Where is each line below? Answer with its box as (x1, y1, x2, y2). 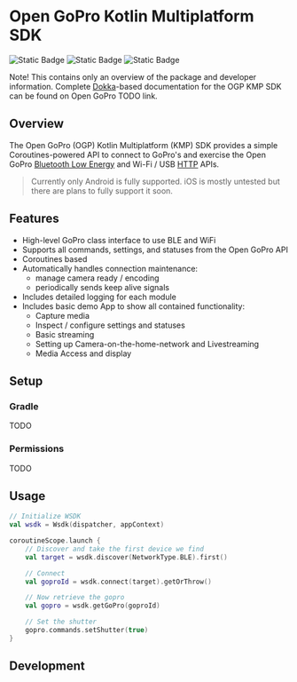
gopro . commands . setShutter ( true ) (25, 626, 149, 635)
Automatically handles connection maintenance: (21, 263, 198, 274)
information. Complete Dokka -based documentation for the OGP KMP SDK (9, 81, 282, 91)
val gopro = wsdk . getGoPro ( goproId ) (25, 601, 161, 610)
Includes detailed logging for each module (21, 291, 177, 302)
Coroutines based (21, 253, 88, 264)
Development (9, 659, 86, 674)
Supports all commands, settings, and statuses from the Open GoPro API (21, 244, 288, 255)
